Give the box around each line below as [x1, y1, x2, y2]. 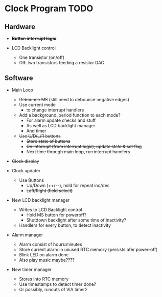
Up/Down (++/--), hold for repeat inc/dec [26, 182, 110, 188]
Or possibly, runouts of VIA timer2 [19, 286, 88, 292]
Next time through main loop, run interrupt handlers [26, 148, 130, 155]
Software [4, 74, 33, 82]
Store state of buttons [26, 138, 70, 144]
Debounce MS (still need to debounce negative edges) [19, 96, 129, 102]
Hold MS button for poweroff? [26, 212, 87, 217]
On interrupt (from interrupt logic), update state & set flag [26, 143, 142, 149]
